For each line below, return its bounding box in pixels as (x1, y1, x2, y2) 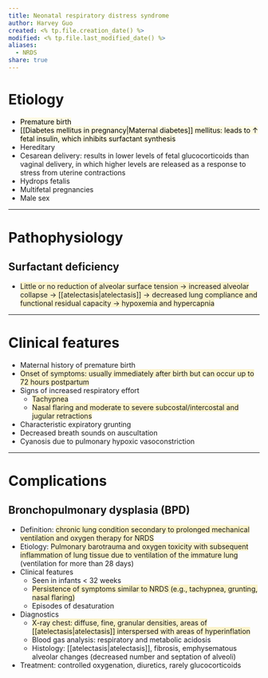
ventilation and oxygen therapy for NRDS (19, 533, 154, 542)
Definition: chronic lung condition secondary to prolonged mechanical (19, 524, 250, 534)
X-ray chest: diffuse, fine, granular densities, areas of (31, 617, 207, 627)
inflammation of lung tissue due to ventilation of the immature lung (19, 550, 238, 559)
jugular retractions (31, 411, 93, 420)
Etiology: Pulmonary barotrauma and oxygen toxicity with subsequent (19, 542, 249, 551)
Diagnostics (19, 609, 60, 619)
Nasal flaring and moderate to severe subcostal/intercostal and (31, 402, 239, 412)
